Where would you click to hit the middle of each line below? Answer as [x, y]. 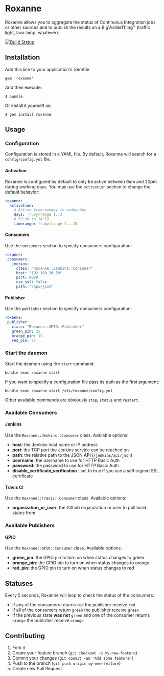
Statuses [19, 584]
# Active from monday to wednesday [50, 210]
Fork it [19, 648]
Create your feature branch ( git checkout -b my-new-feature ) [75, 652]
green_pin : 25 [26, 331]
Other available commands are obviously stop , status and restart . [72, 400]
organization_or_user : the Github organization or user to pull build [79, 508]
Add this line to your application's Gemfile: [48, 69]
